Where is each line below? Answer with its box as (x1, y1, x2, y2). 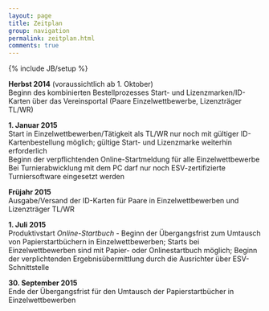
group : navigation (8, 27, 70, 35)
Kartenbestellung (8, 137, 66, 147)
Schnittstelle (8, 263, 50, 272)
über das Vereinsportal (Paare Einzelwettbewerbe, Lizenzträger (31, 96, 243, 106)
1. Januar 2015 (8, 121, 58, 130)
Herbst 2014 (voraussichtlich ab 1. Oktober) (8, 80, 154, 89)
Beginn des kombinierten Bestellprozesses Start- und (8, 88, 185, 97)
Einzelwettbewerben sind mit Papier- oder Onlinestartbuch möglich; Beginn (8, 246, 258, 256)
